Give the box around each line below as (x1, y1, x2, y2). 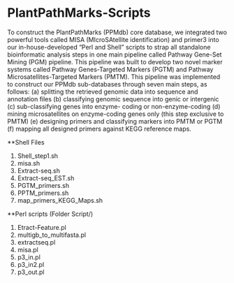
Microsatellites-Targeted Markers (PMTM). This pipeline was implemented (7, 72, 221, 81)
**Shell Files (7, 138, 45, 146)
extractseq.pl (17, 238, 56, 246)
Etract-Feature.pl (17, 223, 66, 231)
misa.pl (17, 245, 38, 254)
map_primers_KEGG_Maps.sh (17, 196, 103, 204)
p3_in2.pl (17, 260, 45, 268)
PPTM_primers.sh (17, 189, 69, 197)
